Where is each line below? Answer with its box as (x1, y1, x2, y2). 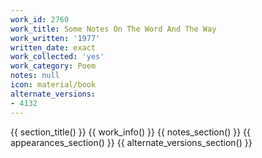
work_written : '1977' (10, 33, 101, 43)
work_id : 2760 (10, 14, 70, 25)
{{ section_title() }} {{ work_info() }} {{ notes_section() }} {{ (10, 126, 251, 138)
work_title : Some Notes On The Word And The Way (10, 24, 217, 34)
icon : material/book (10, 80, 97, 90)
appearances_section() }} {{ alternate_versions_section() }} (10, 136, 253, 148)
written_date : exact (10, 42, 97, 53)
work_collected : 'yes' (10, 52, 105, 62)
